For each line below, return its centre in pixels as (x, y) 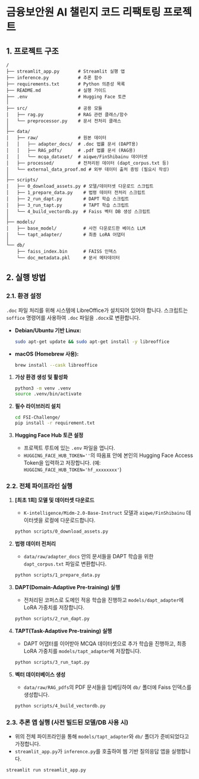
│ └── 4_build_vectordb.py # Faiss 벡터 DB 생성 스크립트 (78, 212)
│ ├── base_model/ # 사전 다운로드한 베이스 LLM (76, 228)
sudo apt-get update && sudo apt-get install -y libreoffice (92, 341)
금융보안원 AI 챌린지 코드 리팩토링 (83, 12)
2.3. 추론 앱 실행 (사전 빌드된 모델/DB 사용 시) (67, 722)
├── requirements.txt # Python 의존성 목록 (66, 84)
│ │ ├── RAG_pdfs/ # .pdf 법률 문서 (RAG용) (71, 150)
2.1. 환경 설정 (24, 296)
